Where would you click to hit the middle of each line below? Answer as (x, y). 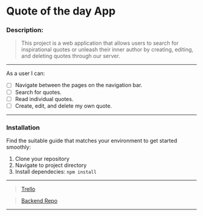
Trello (28, 189)
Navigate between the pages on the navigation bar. (79, 85)
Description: (25, 30)
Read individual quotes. (44, 99)
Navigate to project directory (51, 165)
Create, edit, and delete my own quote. (63, 106)
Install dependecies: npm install (56, 172)
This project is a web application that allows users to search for (100, 43)
